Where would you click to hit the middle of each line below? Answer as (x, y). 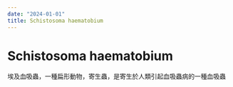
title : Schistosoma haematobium (55, 21)
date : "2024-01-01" (36, 14)
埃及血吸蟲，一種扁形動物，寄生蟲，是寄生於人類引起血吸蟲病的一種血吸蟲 (116, 76)
